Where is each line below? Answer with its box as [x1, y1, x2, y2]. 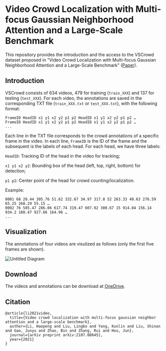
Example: [5, 187, 24, 193]
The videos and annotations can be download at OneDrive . [5, 283, 125, 289]
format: [5, 105, 20, 111]
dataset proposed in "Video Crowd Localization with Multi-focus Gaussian [5, 57, 156, 63]
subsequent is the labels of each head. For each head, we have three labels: [5, 143, 161, 149]
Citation [5, 297, 31, 306]
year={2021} [9, 337, 35, 342]
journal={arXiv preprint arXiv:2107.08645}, [9, 333, 103, 338]
